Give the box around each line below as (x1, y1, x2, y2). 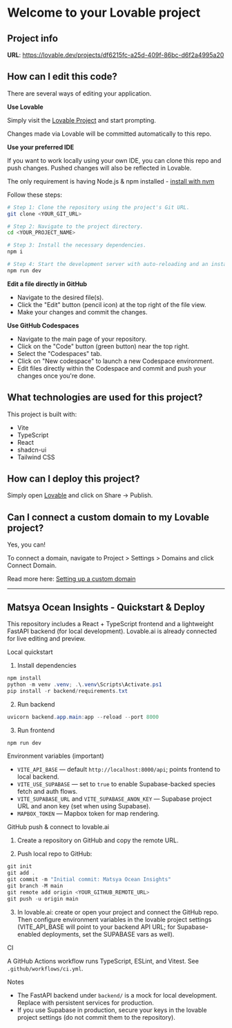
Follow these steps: (7, 190, 62, 199)
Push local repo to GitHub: (17, 850, 93, 858)
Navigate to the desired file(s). (17, 293, 104, 301)
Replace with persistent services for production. (17, 998, 154, 1007)
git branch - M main (7, 883, 64, 889)
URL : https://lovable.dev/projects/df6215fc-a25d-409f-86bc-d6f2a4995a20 (7, 51, 224, 59)
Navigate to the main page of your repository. (17, 335, 147, 343)
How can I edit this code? (7, 71, 117, 82)
